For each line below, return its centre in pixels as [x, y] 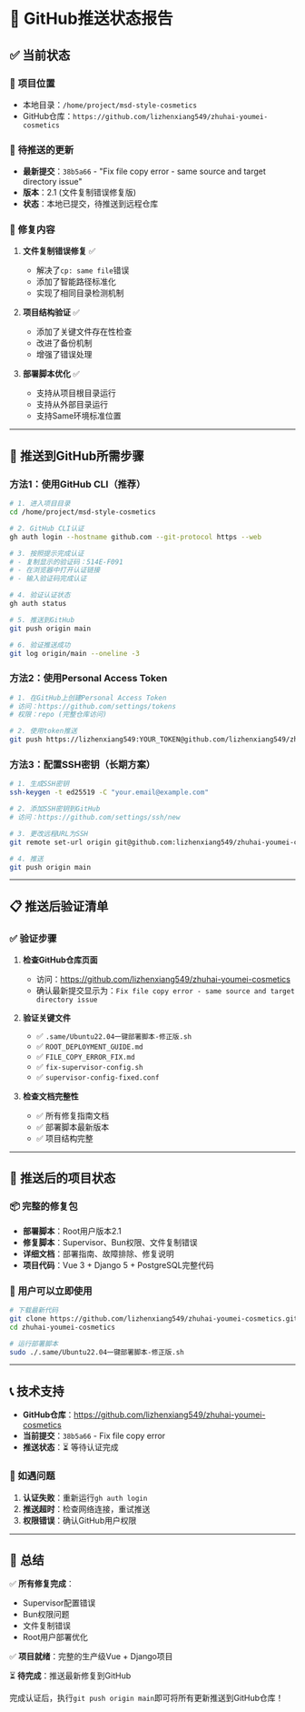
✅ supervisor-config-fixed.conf [98, 1077]
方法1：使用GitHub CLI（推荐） [78, 484]
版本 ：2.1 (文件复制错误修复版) [79, 193]
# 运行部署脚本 [34, 1344]
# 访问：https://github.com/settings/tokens [93, 706]
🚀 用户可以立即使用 [51, 1291]
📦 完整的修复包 [44, 1206]
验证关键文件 [46, 1018]
